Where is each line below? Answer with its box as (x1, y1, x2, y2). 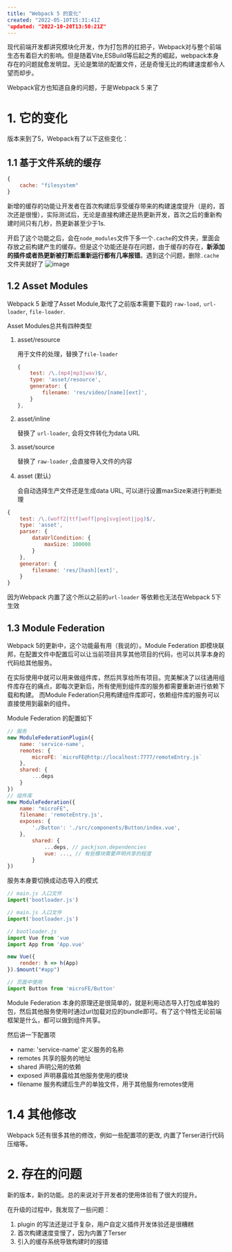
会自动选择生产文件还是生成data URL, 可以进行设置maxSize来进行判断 (17, 486, 216, 495)
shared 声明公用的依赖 (17, 1062, 81, 1071)
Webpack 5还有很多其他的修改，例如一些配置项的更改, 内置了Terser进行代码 (7, 1131, 224, 1139)
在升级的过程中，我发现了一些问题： (7, 1205, 110, 1213)
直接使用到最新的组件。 (7, 700, 74, 707)
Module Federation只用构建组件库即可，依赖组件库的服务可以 (44, 691, 220, 699)
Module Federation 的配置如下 (7, 714, 93, 722)
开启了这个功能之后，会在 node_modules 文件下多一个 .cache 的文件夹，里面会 (7, 233, 220, 242)
